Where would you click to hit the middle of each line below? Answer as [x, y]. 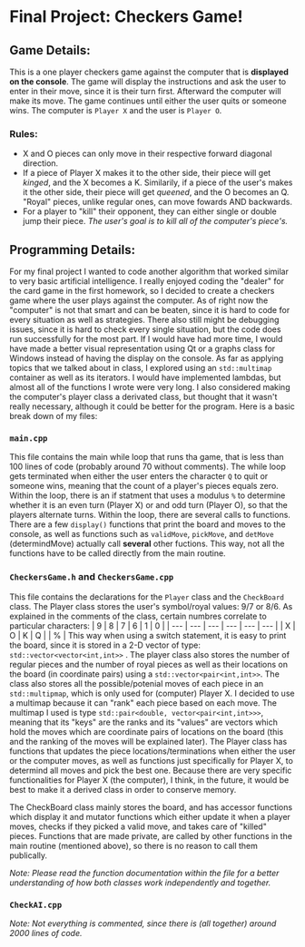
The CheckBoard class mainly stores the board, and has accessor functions [151, 807]
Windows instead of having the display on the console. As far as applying [147, 358]
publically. [29, 855]
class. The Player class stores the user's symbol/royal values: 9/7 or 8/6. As [151, 606]
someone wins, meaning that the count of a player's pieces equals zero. [144, 486]
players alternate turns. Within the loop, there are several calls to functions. [150, 515]
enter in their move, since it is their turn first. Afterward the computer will [145, 91]
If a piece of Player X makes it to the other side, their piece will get [147, 173]
